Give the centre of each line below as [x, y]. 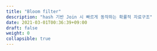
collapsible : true [28, 39]
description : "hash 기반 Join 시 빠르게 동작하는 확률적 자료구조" [79, 17]
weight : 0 [18, 33]
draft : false [22, 28]
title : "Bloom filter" [34, 11]
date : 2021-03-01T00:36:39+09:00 [47, 22]
